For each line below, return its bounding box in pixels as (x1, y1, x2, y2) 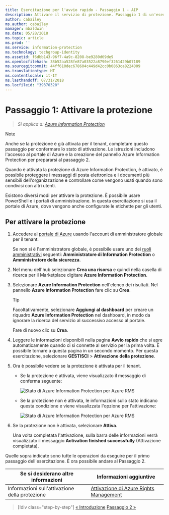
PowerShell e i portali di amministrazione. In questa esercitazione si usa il (5, 197, 157, 203)
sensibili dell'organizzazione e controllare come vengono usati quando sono (5, 177, 163, 183)
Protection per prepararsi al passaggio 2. (5, 157, 90, 163)
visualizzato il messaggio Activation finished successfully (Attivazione (12, 438, 161, 444)
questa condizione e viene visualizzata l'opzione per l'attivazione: (20, 403, 156, 409)
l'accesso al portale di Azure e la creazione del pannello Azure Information (5, 151, 160, 157)
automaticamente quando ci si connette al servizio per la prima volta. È (12, 342, 160, 348)
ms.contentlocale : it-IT (5, 73, 57, 78)
